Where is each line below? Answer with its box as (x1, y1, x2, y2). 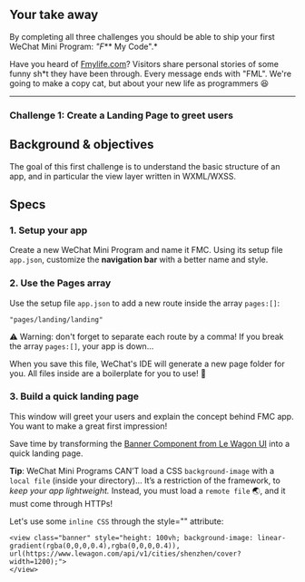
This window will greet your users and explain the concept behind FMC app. (9, 411, 294, 422)
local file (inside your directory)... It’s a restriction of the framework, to (9, 475, 281, 486)
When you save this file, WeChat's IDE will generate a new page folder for (9, 358, 285, 369)
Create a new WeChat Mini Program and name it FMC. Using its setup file (9, 245, 283, 256)
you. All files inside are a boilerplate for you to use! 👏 (9, 367, 207, 379)
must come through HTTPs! (9, 498, 113, 509)
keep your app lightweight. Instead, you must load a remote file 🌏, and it (9, 485, 286, 496)
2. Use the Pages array (9, 276, 112, 289)
